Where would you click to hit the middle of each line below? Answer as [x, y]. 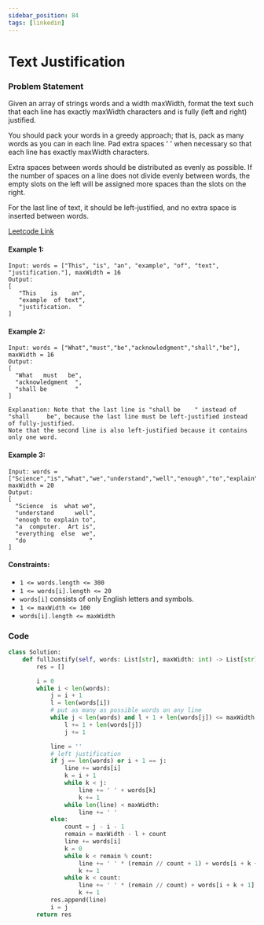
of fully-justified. [42, 424]
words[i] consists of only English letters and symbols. [107, 599]
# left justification [86, 754]
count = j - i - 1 [94, 827]
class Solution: [35, 652]
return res [54, 914]
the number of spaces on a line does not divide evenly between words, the [129, 175]
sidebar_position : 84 [44, 15]
